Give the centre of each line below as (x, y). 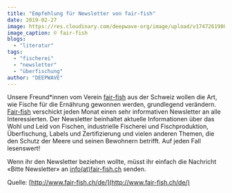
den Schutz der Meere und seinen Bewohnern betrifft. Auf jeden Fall (104, 141)
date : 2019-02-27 (32, 20)
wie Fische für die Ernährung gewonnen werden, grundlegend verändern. (112, 105)
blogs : (17, 39)
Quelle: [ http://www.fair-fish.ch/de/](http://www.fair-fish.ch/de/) (98, 183)
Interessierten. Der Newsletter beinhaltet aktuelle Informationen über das (111, 119)
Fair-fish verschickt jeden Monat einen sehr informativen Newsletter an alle (114, 112)
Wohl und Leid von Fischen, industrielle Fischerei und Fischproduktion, (108, 126)
